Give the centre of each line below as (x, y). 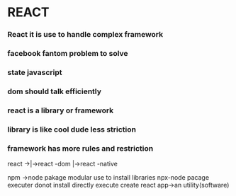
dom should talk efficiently (54, 91)
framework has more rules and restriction (80, 148)
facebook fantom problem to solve (68, 54)
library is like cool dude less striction (72, 129)
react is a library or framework (61, 110)
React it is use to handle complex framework (85, 35)
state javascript (35, 72)
